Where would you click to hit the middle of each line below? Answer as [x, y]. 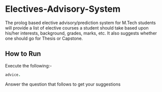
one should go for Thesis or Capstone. [44, 38]
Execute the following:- [28, 65]
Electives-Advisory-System [63, 9]
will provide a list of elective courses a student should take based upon [77, 28]
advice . [13, 75]
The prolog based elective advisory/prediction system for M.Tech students [81, 23]
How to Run [23, 54]
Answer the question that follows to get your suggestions [63, 84]
